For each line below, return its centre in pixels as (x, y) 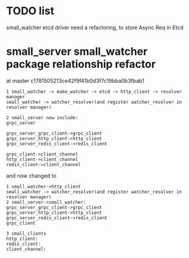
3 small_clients (26, 234)
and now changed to (31, 175)
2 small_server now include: (42, 117)
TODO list (30, 11)
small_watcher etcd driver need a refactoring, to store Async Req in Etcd (95, 27)
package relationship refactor (81, 64)
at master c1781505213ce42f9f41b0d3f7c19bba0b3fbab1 (75, 80)
